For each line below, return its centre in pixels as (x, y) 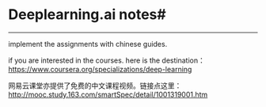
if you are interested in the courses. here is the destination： (107, 60)
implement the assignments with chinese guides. (88, 44)
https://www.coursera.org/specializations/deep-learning (100, 69)
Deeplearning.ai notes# (87, 15)
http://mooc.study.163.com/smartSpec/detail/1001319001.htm (108, 94)
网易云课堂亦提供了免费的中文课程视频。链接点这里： (95, 86)
